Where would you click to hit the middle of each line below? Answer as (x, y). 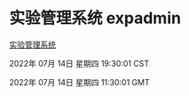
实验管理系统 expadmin (95, 18)
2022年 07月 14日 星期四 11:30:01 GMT (79, 82)
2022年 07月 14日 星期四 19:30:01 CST (79, 63)
